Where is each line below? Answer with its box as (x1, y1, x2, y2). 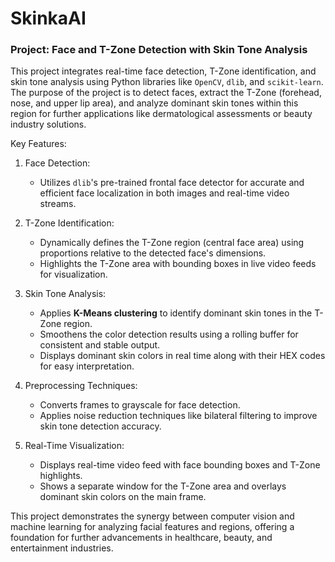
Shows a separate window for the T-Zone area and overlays (39, 480, 287, 492)
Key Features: (10, 138, 67, 150)
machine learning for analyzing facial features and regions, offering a (10, 521, 295, 533)
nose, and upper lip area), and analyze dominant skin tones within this (10, 97, 299, 109)
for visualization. (39, 268, 108, 281)
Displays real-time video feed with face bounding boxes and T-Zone (39, 459, 321, 471)
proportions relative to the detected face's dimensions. (39, 247, 267, 259)
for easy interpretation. (39, 360, 135, 372)
